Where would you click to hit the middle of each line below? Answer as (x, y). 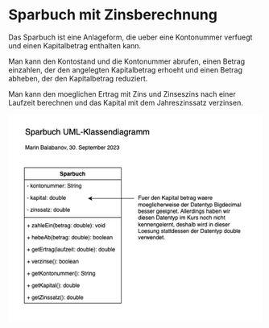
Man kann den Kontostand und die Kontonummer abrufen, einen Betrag (127, 61)
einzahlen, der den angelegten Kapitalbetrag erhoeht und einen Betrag (126, 69)
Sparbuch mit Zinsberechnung (113, 15)
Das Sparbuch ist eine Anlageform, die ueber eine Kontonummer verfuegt (130, 37)
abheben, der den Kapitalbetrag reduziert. (78, 78)
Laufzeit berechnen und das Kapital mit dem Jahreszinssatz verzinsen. (126, 102)
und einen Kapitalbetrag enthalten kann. (75, 45)
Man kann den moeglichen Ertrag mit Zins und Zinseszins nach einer (122, 93)
